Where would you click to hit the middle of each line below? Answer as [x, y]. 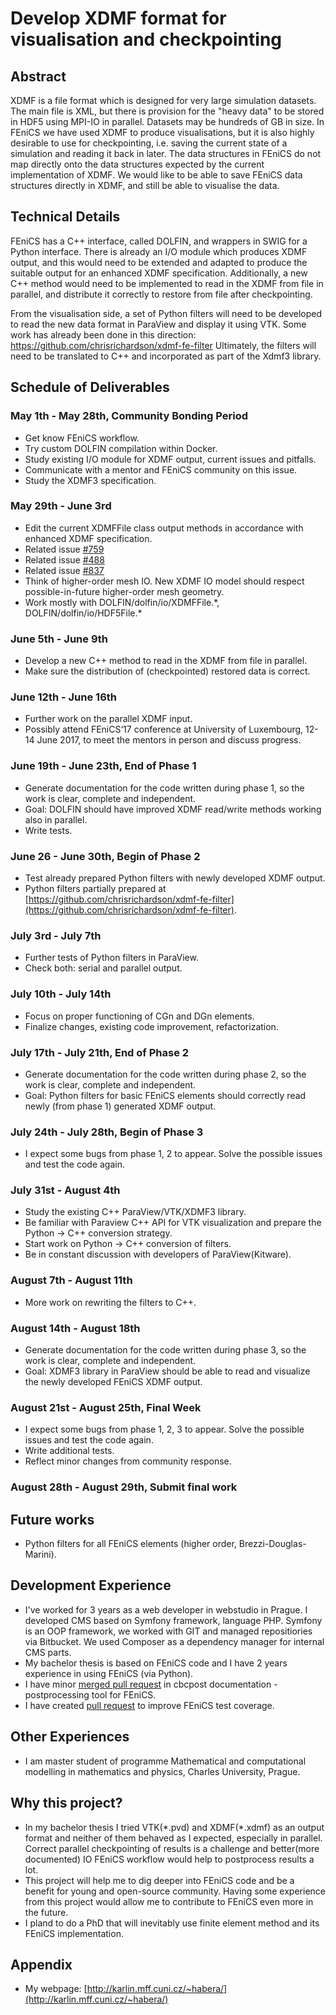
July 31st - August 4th [65, 1190]
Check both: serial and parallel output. [103, 968]
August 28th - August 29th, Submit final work [124, 1487]
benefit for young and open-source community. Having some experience [175, 1891]
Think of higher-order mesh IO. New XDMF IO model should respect [164, 581]
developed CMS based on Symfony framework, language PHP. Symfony [173, 1620]
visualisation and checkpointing [146, 39]
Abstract [38, 76]
